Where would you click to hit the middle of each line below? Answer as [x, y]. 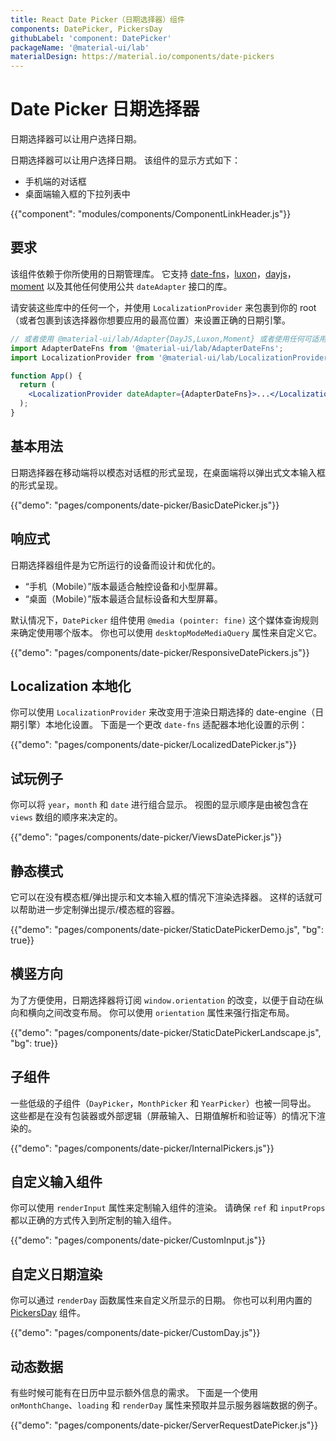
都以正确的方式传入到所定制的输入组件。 [93, 1220]
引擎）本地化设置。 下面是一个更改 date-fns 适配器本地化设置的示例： [163, 725]
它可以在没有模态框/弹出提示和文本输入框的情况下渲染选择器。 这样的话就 [162, 897]
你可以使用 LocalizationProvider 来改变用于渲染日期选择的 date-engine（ [163, 712]
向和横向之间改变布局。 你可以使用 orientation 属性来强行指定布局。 [152, 1012]
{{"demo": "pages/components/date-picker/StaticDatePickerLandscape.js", [166, 1032]
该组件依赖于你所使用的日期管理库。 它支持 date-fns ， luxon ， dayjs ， [153, 273]
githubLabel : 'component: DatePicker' [91, 38]
